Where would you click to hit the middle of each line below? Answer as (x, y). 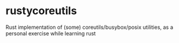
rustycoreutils (41, 11)
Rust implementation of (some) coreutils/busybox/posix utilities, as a (89, 27)
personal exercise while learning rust (51, 33)
